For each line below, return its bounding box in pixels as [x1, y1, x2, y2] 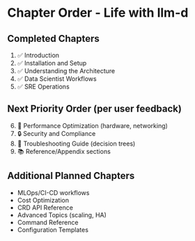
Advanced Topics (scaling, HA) [17, 210, 107, 219]
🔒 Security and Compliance [17, 129, 96, 137]
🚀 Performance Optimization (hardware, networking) [17, 121, 169, 130]
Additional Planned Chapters [7, 170, 135, 182]
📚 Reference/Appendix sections [17, 147, 111, 155]
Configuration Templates [17, 225, 89, 234]
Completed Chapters [7, 33, 100, 45]
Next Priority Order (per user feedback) [7, 103, 182, 115]
